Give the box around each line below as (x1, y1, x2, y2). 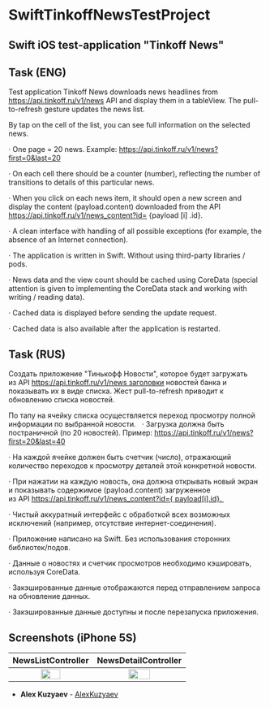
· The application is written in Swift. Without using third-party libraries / (8, 250, 246, 261)
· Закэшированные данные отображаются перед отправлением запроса (8, 583, 261, 592)
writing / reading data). (8, 293, 85, 302)
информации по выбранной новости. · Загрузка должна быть (8, 419, 225, 429)
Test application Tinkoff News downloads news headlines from (8, 87, 219, 97)
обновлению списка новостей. (8, 395, 115, 405)
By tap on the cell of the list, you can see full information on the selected (8, 120, 251, 130)
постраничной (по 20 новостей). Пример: (8, 428, 152, 438)
